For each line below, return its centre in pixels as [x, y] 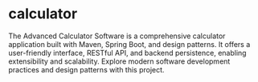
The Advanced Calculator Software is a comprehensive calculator [117, 36]
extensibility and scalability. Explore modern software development [119, 61]
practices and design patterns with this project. [86, 69]
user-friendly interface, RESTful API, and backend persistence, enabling [127, 53]
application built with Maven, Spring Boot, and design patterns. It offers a [129, 44]
